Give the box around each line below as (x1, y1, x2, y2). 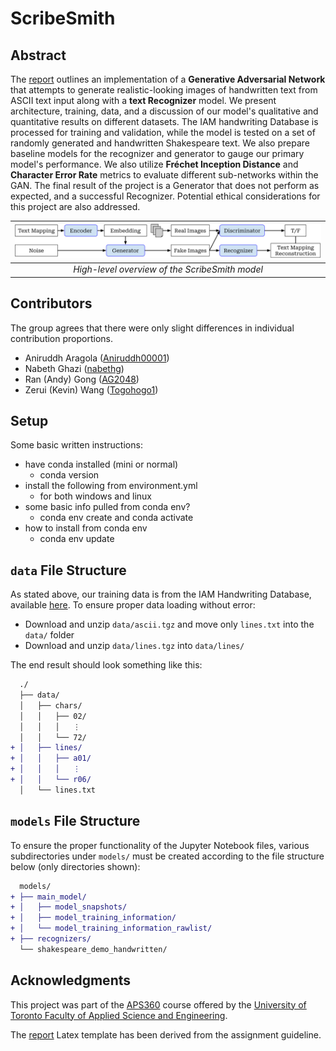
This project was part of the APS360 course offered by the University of (10, 998, 307, 1011)
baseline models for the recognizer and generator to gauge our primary (10, 148, 305, 159)
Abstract (10, 47, 67, 64)
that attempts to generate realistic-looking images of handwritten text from (10, 84, 318, 96)
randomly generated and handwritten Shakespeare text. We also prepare (10, 137, 310, 149)
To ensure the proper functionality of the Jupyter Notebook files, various (10, 839, 310, 851)
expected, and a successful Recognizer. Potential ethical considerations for (10, 190, 321, 202)
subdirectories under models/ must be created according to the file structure (10, 850, 325, 862)
